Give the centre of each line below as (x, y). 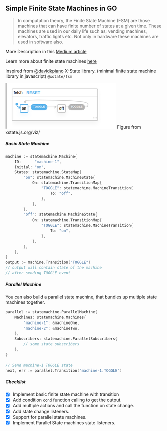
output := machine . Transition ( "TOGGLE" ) (48, 262)
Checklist (16, 382)
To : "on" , (60, 231)
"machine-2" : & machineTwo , (51, 328)
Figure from (129, 127)
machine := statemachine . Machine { (41, 156)
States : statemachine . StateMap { (48, 172)
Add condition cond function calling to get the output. (67, 400)
